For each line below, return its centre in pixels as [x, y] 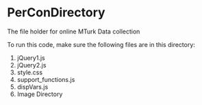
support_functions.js [46, 79]
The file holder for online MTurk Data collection [74, 31]
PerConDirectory [56, 13]
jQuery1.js [31, 58]
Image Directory [40, 94]
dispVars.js [33, 87]
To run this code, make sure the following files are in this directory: [101, 44]
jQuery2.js [31, 65]
